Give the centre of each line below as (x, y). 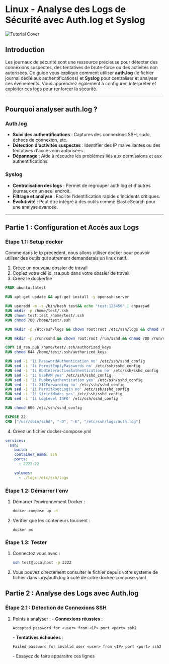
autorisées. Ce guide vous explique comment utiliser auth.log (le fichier (79, 73)
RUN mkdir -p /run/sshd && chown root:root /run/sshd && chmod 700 (77, 338)
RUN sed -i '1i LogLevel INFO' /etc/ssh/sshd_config (62, 399)
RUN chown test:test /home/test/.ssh (45, 315)
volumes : (23, 473)
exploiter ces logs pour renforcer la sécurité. (51, 89)
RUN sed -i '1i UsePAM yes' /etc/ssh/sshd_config (58, 375)
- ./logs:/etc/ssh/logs (44, 477)
